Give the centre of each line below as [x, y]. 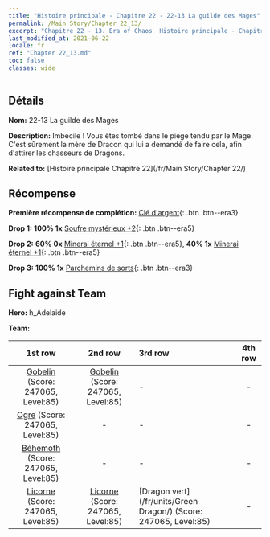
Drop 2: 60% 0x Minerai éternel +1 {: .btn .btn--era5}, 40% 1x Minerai [123, 244]
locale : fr [27, 46]
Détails [26, 101]
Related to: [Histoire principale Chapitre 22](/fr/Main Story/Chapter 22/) [127, 168]
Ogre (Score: [41, 415]
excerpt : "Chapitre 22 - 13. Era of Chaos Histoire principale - [122, 31]
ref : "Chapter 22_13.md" [50, 53]
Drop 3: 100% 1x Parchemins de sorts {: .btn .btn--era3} [101, 268]
